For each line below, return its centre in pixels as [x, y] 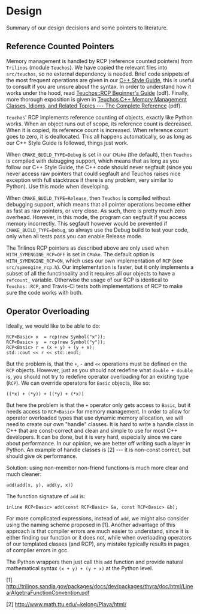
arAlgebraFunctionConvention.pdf [48, 592]
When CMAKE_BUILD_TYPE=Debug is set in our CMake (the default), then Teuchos [99, 154]
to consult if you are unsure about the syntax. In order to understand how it [99, 86]
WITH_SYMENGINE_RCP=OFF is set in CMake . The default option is [80, 254]
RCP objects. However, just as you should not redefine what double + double [100, 370]
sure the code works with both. [45, 292]
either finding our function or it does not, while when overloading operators [99, 537]
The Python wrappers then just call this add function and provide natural [95, 562]
